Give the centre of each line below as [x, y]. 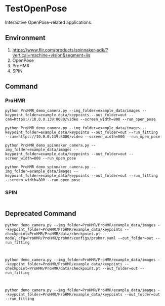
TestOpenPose [36, 9]
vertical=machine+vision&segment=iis [51, 55]
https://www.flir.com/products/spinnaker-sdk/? [60, 50]
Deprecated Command [41, 214]
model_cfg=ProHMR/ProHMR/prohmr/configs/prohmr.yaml [61, 238]
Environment [25, 38]
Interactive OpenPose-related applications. [49, 22]
